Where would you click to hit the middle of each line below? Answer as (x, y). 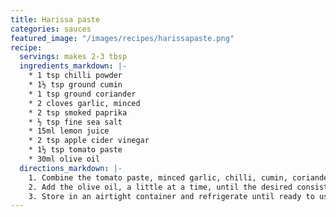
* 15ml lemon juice (69, 131)
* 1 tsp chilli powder (75, 76)
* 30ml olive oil (64, 159)
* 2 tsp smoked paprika (78, 112)
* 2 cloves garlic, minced (84, 103)
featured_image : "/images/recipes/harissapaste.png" (122, 38)
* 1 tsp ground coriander (82, 94)
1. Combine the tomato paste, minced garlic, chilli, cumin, (158, 177)
